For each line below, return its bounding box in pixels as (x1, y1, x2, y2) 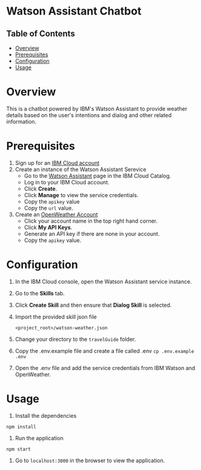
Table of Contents (6, 29, 76, 39)
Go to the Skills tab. (15, 289, 65, 297)
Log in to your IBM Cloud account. (24, 178, 110, 186)
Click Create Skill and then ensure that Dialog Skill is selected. (15, 301, 172, 309)
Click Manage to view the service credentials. (24, 191, 139, 198)
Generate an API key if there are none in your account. (24, 230, 160, 237)
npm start (6, 446, 31, 452)
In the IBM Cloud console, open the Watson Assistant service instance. (15, 278, 192, 285)
